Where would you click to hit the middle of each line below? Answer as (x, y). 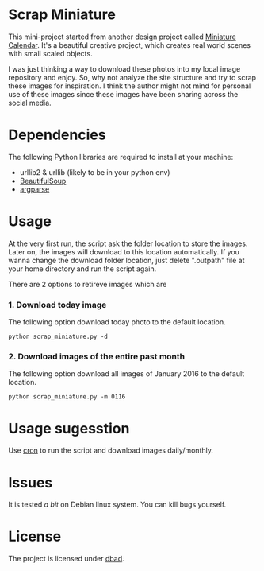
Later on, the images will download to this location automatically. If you (124, 251)
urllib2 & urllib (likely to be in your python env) (95, 172)
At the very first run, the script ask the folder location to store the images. (128, 243)
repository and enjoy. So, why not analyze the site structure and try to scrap (132, 77)
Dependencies (57, 135)
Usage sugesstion (69, 428)
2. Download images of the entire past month (96, 357)
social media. (30, 103)
